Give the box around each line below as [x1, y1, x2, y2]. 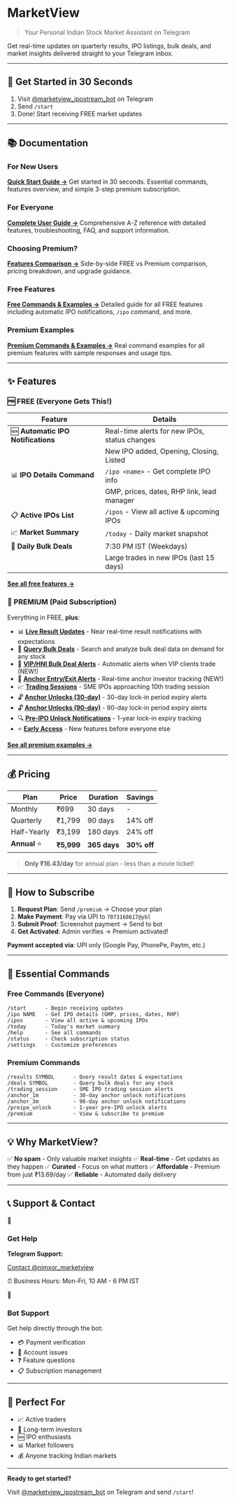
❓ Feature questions [17, 1356, 76, 1364]
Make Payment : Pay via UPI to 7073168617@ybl [17, 912, 152, 921]
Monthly [10, 804, 38, 814]
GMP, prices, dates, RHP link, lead [104, 487, 217, 497]
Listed [104, 455, 126, 465]
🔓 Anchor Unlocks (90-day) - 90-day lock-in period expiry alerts [17, 703, 208, 712]
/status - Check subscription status [7, 1035, 130, 1042]
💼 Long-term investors [17, 1425, 83, 1434]
